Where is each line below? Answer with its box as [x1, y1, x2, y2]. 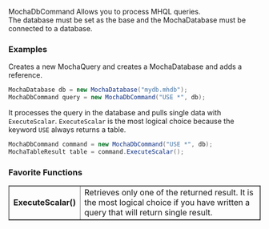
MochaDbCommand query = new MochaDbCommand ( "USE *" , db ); [8, 94, 206, 102]
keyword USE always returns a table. [8, 125, 126, 135]
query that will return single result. [83, 207, 213, 219]
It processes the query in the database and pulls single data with [8, 108, 222, 118]
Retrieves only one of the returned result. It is [83, 187, 254, 199]
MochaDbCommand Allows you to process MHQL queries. [8, 7, 201, 16]
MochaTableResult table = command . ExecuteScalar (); [8, 147, 184, 155]
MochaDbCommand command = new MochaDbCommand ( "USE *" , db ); [8, 140, 214, 149]
